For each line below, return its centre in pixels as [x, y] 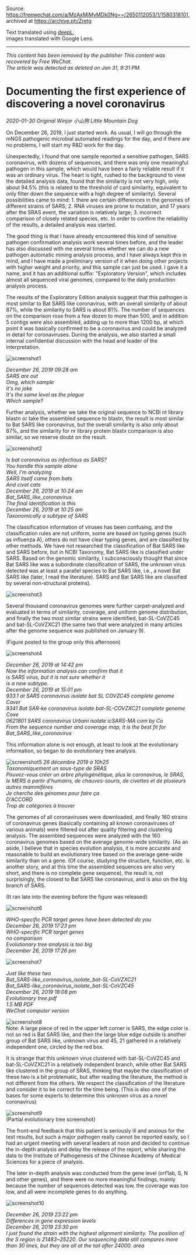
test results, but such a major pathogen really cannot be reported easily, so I [98, 1137]
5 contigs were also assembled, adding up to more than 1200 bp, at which [95, 322]
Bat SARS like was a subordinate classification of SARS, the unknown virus [96, 564]
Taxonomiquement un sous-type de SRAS [56, 768]
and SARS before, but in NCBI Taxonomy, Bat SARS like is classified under [95, 552]
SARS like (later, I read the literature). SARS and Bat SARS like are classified [97, 577]
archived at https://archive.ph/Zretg [49, 21]
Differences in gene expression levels [51, 1220]
